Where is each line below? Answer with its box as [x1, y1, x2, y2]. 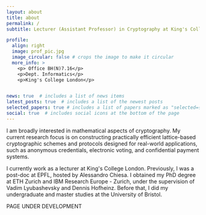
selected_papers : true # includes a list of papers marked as [6, 104, 169, 111]
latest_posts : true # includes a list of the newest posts [6, 99, 164, 105]
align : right [12, 43, 45, 49]
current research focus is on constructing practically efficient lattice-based [6, 133, 196, 140]
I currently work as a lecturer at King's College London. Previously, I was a [6, 164, 194, 172]
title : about [6, 15, 40, 21]
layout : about [6, 9, 43, 15]
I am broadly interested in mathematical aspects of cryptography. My [6, 126, 181, 134]
